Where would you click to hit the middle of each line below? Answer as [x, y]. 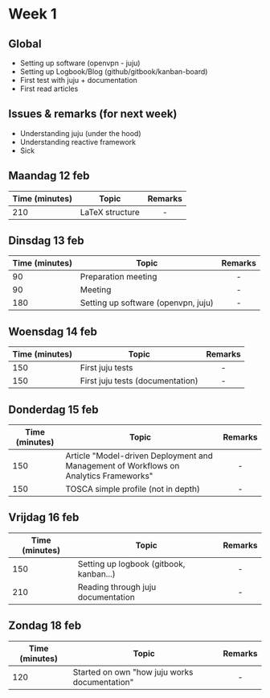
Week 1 [33, 14]
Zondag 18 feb [45, 626]
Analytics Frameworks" [109, 476]
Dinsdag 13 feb [46, 241]
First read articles [49, 89]
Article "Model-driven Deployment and [139, 456]
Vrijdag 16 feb [44, 517]
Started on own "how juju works [133, 671]
